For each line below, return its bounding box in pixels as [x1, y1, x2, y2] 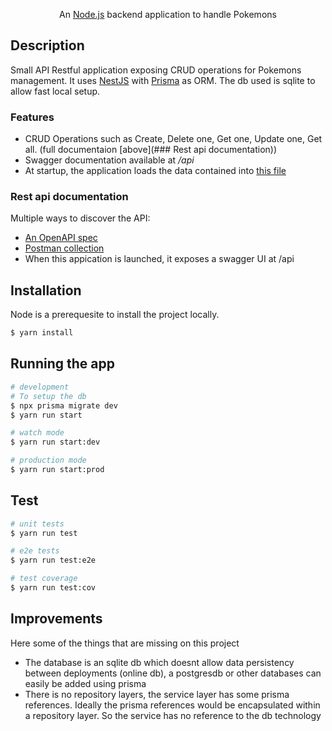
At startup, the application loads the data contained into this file [24, 165, 287, 177]
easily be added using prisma [24, 677, 147, 689]
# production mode [10, 455, 87, 466]
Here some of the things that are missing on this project [10, 637, 240, 649]
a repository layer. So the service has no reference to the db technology [24, 709, 322, 721]
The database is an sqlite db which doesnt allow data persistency [24, 656, 295, 668]
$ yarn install [10, 328, 74, 338]
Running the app [10, 355, 115, 373]
